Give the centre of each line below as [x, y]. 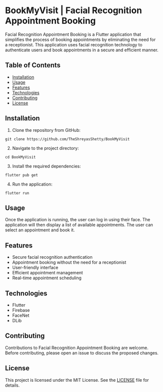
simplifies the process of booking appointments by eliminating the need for [81, 40]
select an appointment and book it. [40, 230]
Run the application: [32, 184]
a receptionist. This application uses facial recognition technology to [74, 44]
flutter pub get [21, 175]
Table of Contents [33, 65]
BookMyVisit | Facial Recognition [74, 10]
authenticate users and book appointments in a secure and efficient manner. [82, 50]
